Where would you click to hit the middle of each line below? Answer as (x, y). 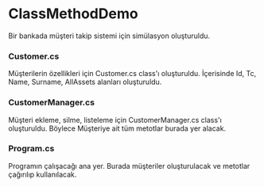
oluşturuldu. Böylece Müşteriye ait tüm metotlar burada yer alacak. (117, 128)
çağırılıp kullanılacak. (43, 174)
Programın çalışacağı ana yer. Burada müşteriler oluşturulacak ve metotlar (129, 166)
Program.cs (31, 149)
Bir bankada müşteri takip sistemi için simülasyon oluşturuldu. (109, 36)
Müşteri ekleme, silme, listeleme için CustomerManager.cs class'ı (115, 120)
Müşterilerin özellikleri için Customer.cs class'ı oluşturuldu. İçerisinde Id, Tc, (132, 74)
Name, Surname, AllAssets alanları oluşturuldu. (85, 82)
